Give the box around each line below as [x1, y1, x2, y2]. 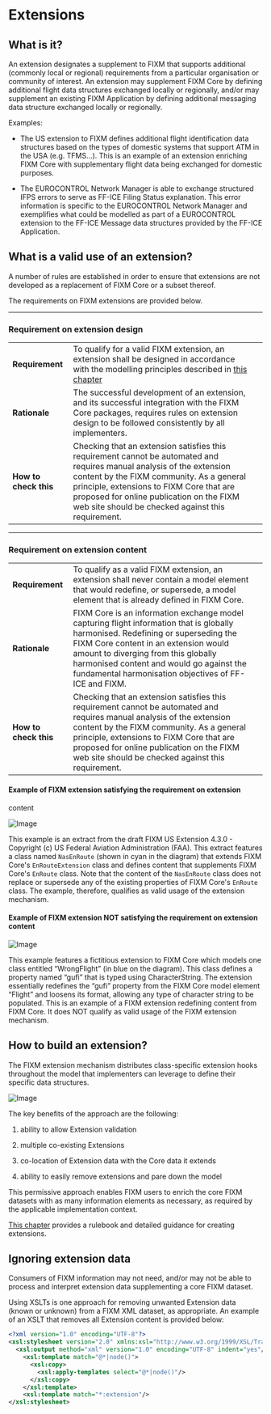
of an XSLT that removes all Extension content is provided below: [8, 1315, 224, 1324]
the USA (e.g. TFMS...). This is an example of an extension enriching [19, 151, 248, 160]
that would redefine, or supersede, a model [73, 584, 236, 595]
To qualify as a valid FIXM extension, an [73, 564, 223, 575]
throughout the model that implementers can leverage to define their [8, 1069, 236, 1078]
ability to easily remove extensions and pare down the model [19, 1171, 223, 1181]
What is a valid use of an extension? [8, 250, 194, 264]
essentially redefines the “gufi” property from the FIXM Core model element [8, 980, 261, 990]
